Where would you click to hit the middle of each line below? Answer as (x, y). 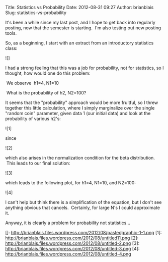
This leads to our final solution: (38, 163)
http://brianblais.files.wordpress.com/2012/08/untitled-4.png (68, 254)
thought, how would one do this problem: (48, 73)
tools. (11, 33)
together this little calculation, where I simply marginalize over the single (80, 108)
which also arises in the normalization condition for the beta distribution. (80, 158)
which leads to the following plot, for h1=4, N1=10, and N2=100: (70, 183)
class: (11, 48)
